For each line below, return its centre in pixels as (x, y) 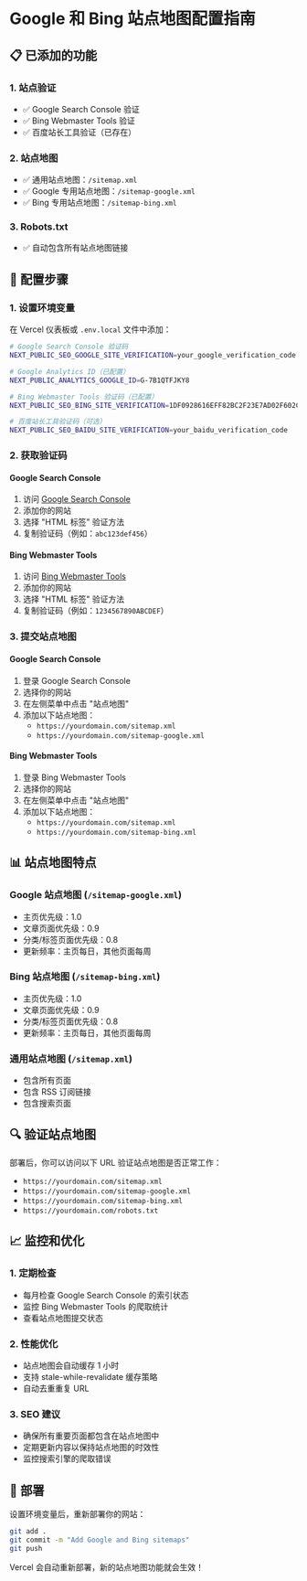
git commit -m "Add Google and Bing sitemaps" (100, 1540)
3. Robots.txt (39, 227)
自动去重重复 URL (56, 1388)
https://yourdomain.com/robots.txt (90, 1211)
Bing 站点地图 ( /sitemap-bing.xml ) (85, 977)
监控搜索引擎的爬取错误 (67, 1458)
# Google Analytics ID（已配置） (69, 371)
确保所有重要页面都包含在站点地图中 (91, 1436)
